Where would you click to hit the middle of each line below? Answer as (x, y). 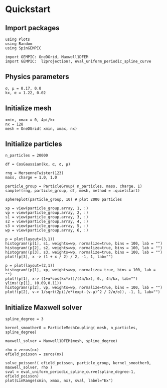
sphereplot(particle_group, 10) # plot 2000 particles (64, 200)
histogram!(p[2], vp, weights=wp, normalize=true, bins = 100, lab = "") (84, 288)
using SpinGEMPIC (23, 48)
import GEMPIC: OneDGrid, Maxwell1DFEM (47, 57)
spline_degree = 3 (24, 319)
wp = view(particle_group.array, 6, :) (47, 230)
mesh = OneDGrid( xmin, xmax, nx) (41, 129)
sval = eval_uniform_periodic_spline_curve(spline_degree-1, (70, 372)
